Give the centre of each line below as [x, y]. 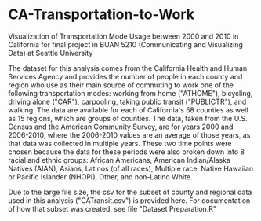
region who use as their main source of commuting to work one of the [121, 85]
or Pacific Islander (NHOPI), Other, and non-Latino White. [101, 177]
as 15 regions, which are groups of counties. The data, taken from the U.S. [128, 118]
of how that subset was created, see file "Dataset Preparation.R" [112, 208]
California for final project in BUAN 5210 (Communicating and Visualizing [125, 44]
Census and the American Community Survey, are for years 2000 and [121, 127]
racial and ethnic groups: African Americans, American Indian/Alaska [120, 160]
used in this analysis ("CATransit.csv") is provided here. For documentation [129, 200]
